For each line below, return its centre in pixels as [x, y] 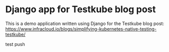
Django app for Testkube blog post [81, 9]
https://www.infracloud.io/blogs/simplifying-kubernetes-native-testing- [81, 29]
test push [15, 44]
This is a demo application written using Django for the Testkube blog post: [85, 23]
